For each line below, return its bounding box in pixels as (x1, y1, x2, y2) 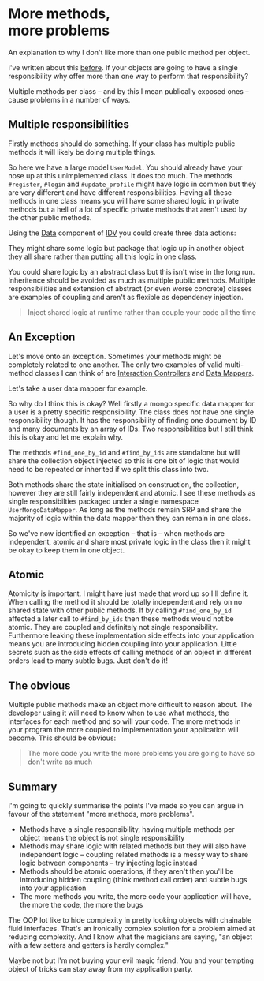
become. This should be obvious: (8, 733, 117, 743)
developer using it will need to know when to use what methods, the (8, 708, 230, 718)
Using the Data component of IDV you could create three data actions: (8, 228, 236, 238)
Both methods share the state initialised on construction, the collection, (8, 479, 240, 489)
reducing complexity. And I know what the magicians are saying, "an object (8, 932, 253, 942)
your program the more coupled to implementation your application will (8, 725, 239, 735)
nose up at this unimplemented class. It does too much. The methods (8, 170, 232, 180)
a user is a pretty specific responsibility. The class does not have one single (8, 407, 255, 417)
